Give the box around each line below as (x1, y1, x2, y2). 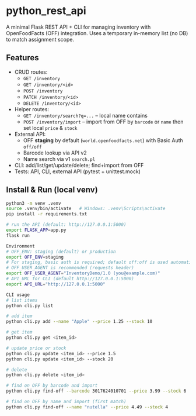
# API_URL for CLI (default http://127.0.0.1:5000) (6, 276, 134, 282)
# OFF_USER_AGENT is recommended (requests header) (6, 265, 134, 271)
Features (6, 53, 39, 63)
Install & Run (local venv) (6, 185, 98, 195)
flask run (6, 232, 30, 238)
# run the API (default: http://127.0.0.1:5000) (6, 222, 127, 228)
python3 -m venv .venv (6, 200, 61, 206)
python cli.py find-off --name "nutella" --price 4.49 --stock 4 (6, 404, 168, 410)
